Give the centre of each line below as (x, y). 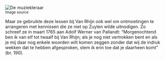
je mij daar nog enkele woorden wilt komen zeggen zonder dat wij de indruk (83, 42)
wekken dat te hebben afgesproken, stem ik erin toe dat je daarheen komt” (82, 47)
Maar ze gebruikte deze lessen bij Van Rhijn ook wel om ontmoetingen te (80, 21)
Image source (17, 12)
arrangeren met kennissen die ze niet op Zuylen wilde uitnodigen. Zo (76, 27)
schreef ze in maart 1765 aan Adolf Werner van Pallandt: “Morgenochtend (81, 32)
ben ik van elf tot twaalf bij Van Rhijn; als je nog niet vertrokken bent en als (81, 37)
